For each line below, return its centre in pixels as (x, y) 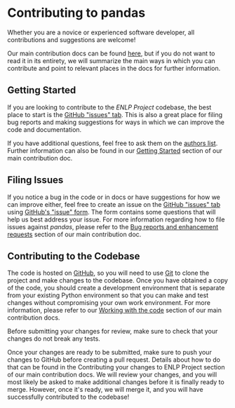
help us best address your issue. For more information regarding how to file (116, 219)
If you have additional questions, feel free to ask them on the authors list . (113, 143)
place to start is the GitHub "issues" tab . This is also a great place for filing (115, 114)
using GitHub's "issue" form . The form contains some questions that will (112, 212)
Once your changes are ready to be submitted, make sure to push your (109, 353)
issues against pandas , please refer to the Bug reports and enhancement (113, 226)
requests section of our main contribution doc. (74, 234)
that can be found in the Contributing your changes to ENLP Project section (116, 367)
